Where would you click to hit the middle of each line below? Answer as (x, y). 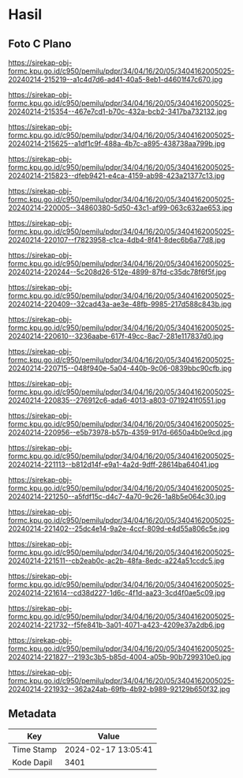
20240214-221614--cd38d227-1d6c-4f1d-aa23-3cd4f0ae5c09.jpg (117, 593)
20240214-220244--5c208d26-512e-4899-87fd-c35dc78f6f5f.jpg (117, 272)
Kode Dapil (32, 762)
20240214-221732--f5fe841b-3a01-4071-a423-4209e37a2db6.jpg (116, 625)
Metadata (32, 714)
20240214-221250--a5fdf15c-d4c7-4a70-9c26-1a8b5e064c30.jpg (117, 496)
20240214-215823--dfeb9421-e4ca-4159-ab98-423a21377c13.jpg (116, 176)
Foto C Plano (40, 44)
